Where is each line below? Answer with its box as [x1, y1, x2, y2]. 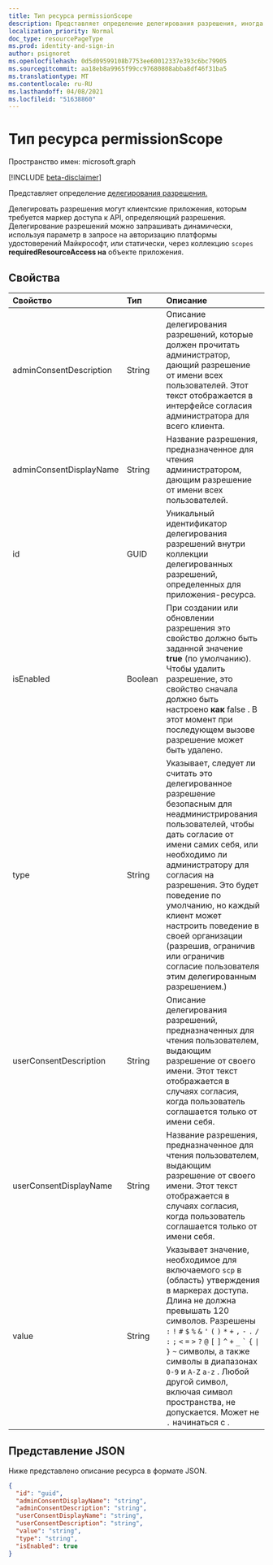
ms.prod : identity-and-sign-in [8, 42, 115, 50]
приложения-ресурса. [166, 589, 256, 600]
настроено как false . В [166, 704, 258, 715]
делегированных [166, 558, 233, 570]
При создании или [166, 602, 239, 613]
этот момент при [166, 714, 233, 725]
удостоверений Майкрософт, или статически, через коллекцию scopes [8, 239, 253, 249]
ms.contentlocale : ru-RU [8, 80, 93, 88]
